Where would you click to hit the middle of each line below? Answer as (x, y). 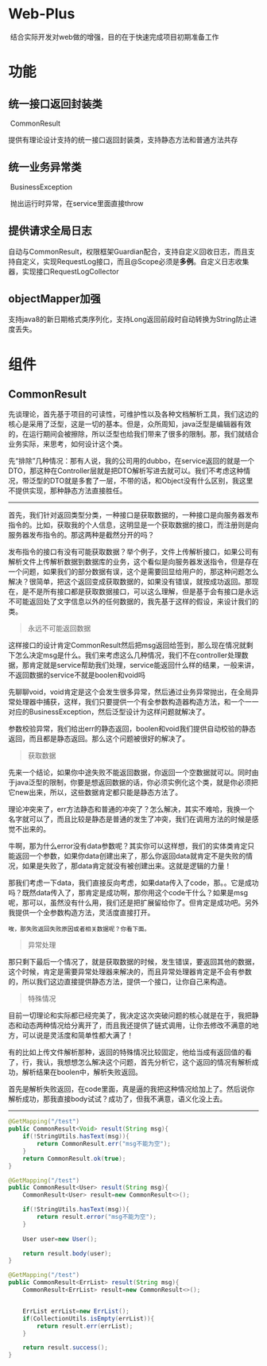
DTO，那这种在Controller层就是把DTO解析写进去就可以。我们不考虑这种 (126, 471)
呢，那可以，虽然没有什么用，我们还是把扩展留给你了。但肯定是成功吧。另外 (133, 902)
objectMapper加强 (54, 299)
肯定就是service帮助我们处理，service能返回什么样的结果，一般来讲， (143, 666)
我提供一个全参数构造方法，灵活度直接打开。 (81, 913)
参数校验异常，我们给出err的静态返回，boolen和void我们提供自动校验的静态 (132, 729)
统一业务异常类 (45, 167)
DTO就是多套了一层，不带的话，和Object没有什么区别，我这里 (151, 481)
